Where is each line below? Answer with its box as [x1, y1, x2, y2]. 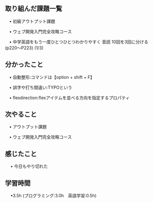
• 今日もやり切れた [10, 163, 48, 169]
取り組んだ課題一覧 [5, 4, 62, 13]
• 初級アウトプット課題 [9, 18, 56, 24]
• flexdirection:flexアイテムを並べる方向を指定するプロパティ [9, 95, 130, 101]
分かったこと [5, 60, 43, 69]
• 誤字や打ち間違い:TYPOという [9, 84, 72, 90]
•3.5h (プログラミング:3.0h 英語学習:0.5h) [10, 193, 97, 199]
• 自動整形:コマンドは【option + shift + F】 [9, 74, 95, 80]
